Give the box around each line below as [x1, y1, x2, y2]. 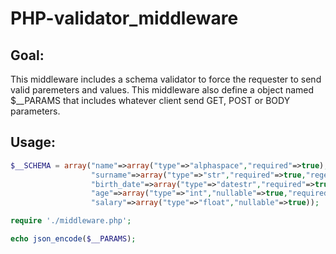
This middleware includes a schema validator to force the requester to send [10, 73, 322, 85]
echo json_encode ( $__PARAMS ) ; [10, 234, 137, 244]
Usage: [10, 134, 57, 151]
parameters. [10, 105, 61, 117]
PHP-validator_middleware [10, 7, 239, 30]
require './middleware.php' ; [10, 216, 132, 226]
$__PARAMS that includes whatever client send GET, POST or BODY [10, 95, 291, 106]
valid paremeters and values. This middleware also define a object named [10, 84, 315, 96]
